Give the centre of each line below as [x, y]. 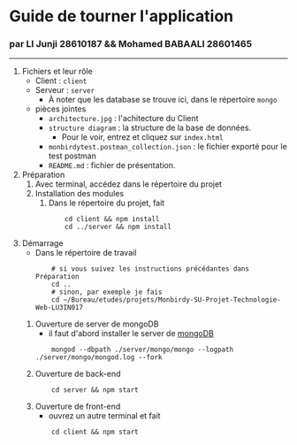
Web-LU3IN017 [59, 308]
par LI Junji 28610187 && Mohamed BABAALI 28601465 [131, 44]
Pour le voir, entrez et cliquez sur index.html [142, 137]
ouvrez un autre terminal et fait [104, 416]
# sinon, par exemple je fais [107, 292]
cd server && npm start [95, 390]
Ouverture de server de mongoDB [97, 324]
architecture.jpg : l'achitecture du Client [123, 119]
